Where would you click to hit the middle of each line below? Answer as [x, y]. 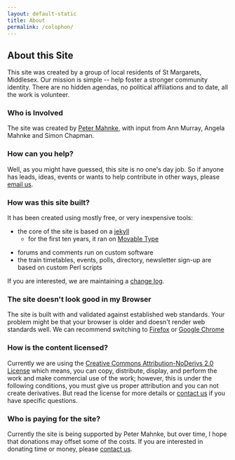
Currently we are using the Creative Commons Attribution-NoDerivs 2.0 [110, 363]
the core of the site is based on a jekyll [73, 231]
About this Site [40, 55]
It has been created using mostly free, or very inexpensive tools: [100, 218]
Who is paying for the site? [54, 419]
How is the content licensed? [58, 347]
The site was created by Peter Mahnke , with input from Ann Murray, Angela [116, 128]
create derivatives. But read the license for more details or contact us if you [116, 393]
